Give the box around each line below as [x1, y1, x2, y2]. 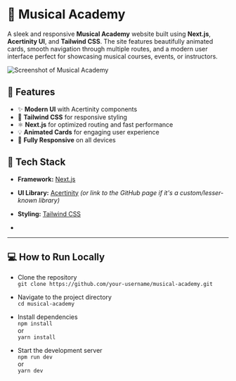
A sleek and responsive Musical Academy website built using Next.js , [7, 30, 211, 38]
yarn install [17, 334, 56, 341]
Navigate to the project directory [17, 293, 112, 301]
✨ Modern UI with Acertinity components [17, 105, 138, 113]
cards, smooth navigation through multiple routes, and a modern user [7, 44, 209, 53]
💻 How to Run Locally [7, 251, 105, 263]
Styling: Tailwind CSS [17, 209, 81, 218]
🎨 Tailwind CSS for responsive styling [17, 113, 128, 121]
